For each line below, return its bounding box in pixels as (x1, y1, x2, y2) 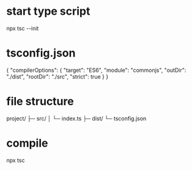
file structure (6, 95, 75, 109)
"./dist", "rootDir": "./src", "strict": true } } (6, 72, 109, 80)
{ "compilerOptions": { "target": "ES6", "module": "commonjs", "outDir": (6, 66, 186, 74)
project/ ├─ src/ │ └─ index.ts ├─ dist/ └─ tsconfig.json (6, 115, 147, 122)
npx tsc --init (6, 25, 39, 32)
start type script (6, 4, 90, 18)
